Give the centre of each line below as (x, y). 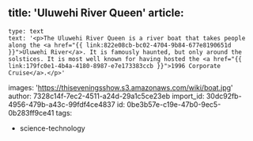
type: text (26, 31)
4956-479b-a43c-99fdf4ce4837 (62, 104)
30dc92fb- (224, 96)
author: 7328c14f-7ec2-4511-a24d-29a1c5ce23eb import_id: (106, 96)
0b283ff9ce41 (31, 112)
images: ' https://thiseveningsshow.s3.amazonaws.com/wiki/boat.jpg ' (121, 87)
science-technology (52, 128)
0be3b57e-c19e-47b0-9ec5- (174, 104)
